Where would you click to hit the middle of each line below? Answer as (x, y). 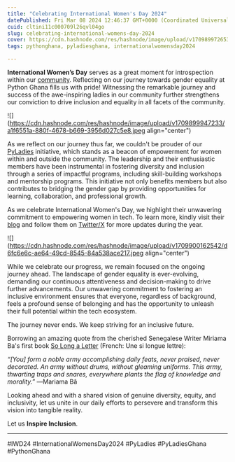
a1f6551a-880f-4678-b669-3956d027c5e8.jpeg (76, 131)
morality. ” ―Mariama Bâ (42, 381)
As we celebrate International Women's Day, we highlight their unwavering (114, 210)
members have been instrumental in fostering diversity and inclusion (106, 166)
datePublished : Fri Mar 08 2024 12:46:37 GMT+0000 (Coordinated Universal (119, 20)
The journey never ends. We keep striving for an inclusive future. (101, 325)
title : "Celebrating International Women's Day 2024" (87, 14)
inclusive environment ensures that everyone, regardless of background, (112, 296)
